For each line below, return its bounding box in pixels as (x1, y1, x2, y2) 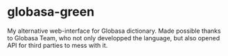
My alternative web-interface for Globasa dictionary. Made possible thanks (7, 27, 221, 35)
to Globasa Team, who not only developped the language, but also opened (7, 33, 220, 42)
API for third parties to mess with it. (7, 41, 108, 49)
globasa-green (7, 4, 95, 20)
